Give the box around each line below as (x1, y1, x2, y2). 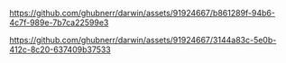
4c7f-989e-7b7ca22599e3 (9, 17, 109, 28)
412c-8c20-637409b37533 (9, 44, 111, 55)
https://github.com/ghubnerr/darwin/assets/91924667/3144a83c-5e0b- (9, 35, 277, 45)
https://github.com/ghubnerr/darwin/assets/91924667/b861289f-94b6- (9, 8, 275, 18)
